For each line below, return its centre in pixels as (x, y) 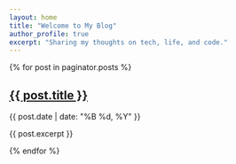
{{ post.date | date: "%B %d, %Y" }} (75, 117)
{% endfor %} (35, 151)
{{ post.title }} (49, 95)
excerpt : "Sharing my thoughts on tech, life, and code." (118, 42)
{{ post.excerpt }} (41, 134)
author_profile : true (49, 34)
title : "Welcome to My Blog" (63, 26)
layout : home (33, 17)
